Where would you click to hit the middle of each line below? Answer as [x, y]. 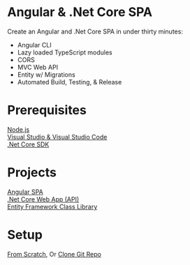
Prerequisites [47, 111]
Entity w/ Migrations [46, 75]
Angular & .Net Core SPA [80, 12]
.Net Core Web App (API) [43, 199]
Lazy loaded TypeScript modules [65, 52]
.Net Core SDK [28, 144]
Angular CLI [34, 45]
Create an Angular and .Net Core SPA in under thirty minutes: [95, 31]
